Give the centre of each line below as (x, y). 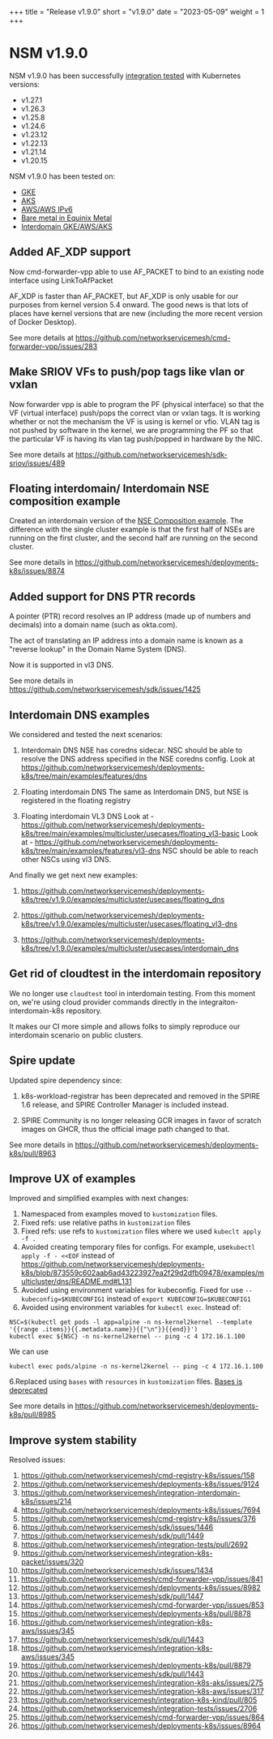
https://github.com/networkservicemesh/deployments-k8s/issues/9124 (140, 1484)
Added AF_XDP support (70, 252)
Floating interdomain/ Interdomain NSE (109, 488)
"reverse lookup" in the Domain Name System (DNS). (98, 649)
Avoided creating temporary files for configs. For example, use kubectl (138, 1247)
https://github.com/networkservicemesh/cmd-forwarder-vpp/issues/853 (143, 1605)
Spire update (42, 1061)
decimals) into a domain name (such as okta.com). (94, 625)
